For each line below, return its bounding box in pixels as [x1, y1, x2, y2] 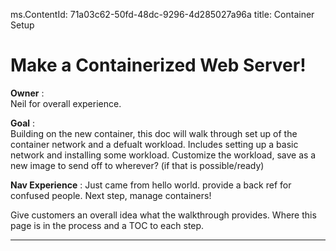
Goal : [10, 117, 36, 129]
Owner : [10, 87, 45, 99]
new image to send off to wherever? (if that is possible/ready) [10, 159, 265, 171]
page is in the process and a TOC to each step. [10, 219, 205, 231]
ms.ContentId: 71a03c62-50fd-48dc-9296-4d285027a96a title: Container [10, 9, 315, 20]
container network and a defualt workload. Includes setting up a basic [10, 138, 299, 150]
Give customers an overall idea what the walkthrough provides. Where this [10, 209, 317, 221]
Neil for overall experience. [10, 97, 122, 109]
